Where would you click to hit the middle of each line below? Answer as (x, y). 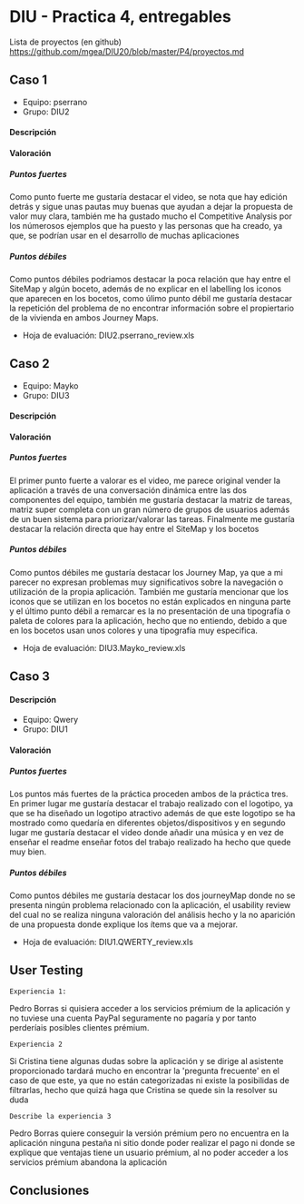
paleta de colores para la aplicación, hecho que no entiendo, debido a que (148, 620)
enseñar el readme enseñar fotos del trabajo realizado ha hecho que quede (150, 842)
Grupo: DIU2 (46, 112)
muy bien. (28, 852)
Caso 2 (29, 364)
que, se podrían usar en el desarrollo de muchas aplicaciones (124, 235)
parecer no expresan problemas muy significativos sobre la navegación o (147, 582)
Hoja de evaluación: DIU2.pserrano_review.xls (108, 335)
